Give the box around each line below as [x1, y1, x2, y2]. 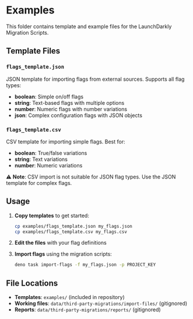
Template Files [6, 46, 61, 56]
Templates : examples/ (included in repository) [14, 294, 125, 301]
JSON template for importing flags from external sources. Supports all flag [6, 76, 185, 83]
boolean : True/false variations [14, 149, 87, 156]
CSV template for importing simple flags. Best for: [6, 138, 125, 145]
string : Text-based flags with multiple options [14, 99, 125, 106]
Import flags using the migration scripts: [14, 251, 112, 258]
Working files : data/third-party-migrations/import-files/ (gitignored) [14, 300, 188, 307]
